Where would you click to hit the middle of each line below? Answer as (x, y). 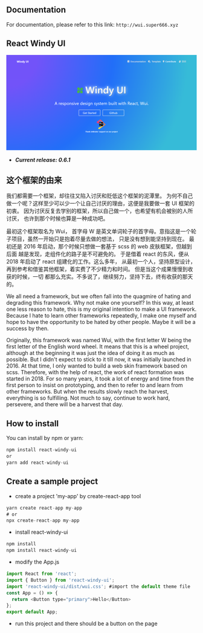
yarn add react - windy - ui (37, 463)
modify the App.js (37, 562)
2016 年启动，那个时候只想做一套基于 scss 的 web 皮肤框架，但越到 (108, 247)
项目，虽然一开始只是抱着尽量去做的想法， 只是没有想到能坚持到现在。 (99, 239)
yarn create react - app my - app (44, 508)
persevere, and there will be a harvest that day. (65, 404)
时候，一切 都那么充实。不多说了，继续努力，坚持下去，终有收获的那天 (105, 277)
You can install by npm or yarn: (45, 438)
